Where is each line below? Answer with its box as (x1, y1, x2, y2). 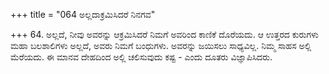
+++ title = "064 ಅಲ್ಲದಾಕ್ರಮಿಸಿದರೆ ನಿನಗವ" (10, 9, 156, 20)
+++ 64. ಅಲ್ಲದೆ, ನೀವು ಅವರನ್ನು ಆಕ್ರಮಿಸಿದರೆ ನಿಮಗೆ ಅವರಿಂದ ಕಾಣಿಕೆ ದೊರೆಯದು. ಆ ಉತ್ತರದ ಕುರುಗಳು (10, 29, 320, 40)
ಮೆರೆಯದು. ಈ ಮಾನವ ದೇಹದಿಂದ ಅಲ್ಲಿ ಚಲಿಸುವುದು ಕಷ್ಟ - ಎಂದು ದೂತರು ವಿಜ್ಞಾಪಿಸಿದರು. (10, 51, 273, 63)
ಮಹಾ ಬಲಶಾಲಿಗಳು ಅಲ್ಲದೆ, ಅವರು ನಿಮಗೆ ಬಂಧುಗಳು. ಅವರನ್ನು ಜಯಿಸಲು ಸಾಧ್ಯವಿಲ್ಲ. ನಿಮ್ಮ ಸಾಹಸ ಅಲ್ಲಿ (10, 40, 312, 51)
